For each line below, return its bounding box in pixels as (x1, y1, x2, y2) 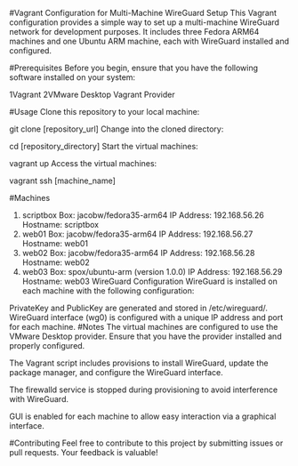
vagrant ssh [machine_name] (9, 175, 116, 186)
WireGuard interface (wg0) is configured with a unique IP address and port (9, 312, 284, 323)
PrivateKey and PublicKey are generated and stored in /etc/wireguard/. (9, 302, 269, 313)
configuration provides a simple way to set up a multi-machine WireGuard (9, 17, 280, 28)
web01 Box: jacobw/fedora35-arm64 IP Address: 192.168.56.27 (21, 229, 254, 239)
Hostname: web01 (21, 238, 89, 248)
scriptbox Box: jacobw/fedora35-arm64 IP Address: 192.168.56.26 (21, 210, 264, 221)
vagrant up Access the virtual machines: (9, 158, 157, 168)
